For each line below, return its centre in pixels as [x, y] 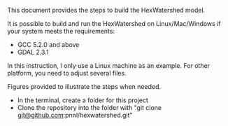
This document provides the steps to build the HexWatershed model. [106, 10]
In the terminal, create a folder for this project [83, 100]
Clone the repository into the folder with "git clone [90, 107]
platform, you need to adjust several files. [67, 73]
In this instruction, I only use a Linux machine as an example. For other [109, 65]
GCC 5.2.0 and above [48, 44]
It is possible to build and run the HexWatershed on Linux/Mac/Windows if [114, 23]
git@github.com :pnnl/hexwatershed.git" [75, 115]
